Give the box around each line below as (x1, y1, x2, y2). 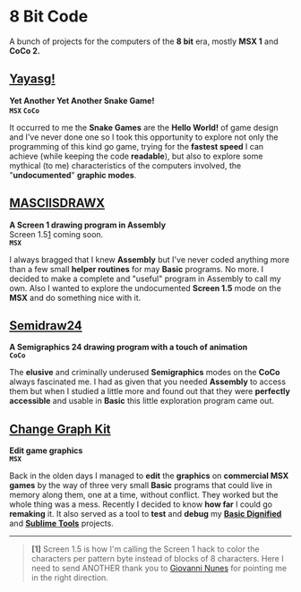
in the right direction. (30, 572, 109, 583)
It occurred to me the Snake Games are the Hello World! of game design (9, 122, 279, 133)
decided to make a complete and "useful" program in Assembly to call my (9, 273, 281, 284)
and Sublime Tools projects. (9, 518, 114, 529)
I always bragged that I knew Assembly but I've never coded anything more (9, 253, 289, 265)
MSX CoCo (9, 106, 40, 116)
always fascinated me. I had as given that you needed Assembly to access (9, 376, 287, 387)
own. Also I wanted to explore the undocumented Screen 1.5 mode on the (9, 282, 282, 293)
